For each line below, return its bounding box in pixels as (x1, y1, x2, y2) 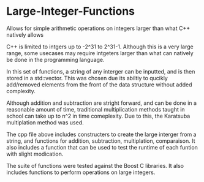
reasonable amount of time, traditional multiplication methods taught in (6, 105, 185, 113)
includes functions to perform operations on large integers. (6, 169, 156, 176)
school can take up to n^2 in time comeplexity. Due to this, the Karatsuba (6, 112, 191, 119)
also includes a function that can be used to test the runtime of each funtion (6, 143, 198, 151)
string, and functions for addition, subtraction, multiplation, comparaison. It (6, 137, 195, 145)
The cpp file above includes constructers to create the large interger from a (6, 131, 197, 138)
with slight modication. (6, 150, 64, 157)
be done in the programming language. (6, 56, 105, 63)
